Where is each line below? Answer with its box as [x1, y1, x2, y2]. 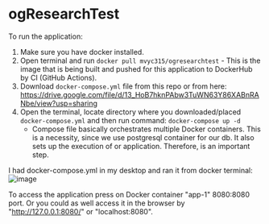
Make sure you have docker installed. [19, 47, 145, 56]
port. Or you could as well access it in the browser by [8, 198, 185, 208]
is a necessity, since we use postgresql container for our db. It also [31, 132, 255, 142]
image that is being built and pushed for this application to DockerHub [19, 64, 253, 73]
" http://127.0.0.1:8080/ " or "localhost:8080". [8, 206, 153, 216]
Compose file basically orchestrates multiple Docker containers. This [31, 124, 262, 134]
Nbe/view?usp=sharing [19, 98, 98, 108]
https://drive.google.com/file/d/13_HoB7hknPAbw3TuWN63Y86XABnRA [19, 89, 259, 99]
